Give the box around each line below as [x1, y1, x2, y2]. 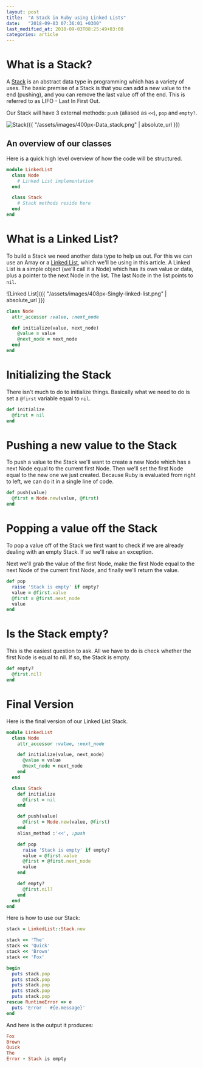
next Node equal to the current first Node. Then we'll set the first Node [6, 465, 184, 472]
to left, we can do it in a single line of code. [6, 478, 114, 485]
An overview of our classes [6, 138, 112, 149]
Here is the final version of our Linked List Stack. [6, 717, 128, 725]
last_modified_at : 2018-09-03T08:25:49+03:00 [6, 26, 123, 32]
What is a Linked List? [6, 232, 119, 246]
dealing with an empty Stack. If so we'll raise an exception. [6, 548, 154, 555]
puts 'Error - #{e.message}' [12, 1005, 86, 1011]
